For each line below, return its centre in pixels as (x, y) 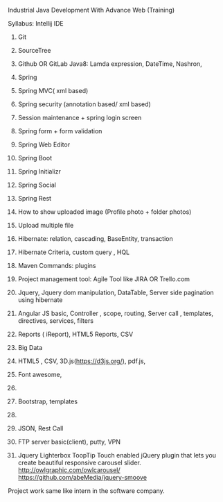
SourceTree (34, 50)
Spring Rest (34, 198)
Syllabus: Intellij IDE (36, 23)
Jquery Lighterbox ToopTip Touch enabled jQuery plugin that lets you (117, 455)
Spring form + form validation (60, 131)
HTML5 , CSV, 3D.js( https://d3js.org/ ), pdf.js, (82, 361)
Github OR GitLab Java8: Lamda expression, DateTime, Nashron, (110, 64)
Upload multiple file (46, 225)
